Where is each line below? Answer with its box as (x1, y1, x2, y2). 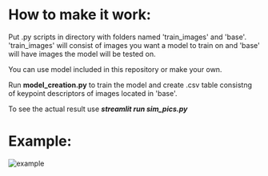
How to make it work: (8, 6, 152, 24)
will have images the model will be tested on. (8, 49, 156, 58)
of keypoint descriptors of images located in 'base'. (8, 88, 178, 98)
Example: (8, 132, 72, 150)
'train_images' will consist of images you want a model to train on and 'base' (8, 40, 260, 50)
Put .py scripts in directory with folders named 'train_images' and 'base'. (8, 32, 246, 42)
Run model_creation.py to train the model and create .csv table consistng (8, 80, 252, 90)
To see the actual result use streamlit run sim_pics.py (8, 104, 188, 114)
